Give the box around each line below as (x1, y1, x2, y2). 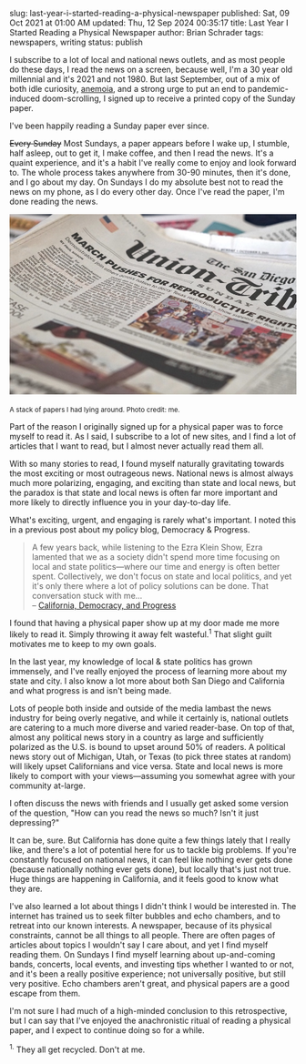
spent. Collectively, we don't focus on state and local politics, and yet (31, 571, 292, 582)
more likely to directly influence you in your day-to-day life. (9, 496, 231, 508)
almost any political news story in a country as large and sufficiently (9, 732, 264, 743)
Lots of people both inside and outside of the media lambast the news (9, 703, 271, 714)
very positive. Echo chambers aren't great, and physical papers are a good (9, 978, 290, 988)
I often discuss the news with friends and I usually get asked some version (9, 797, 289, 808)
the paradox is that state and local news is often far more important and (9, 487, 278, 498)
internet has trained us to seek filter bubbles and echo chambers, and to (9, 910, 280, 921)
